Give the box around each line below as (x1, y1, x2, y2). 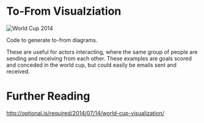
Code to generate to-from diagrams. (6, 36, 98, 43)
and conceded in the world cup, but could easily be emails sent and (6, 61, 177, 69)
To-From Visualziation (6, 4, 122, 18)
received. (6, 67, 31, 75)
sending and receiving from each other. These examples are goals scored (6, 54, 192, 62)
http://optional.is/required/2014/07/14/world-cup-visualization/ (6, 109, 165, 117)
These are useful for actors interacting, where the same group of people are (6, 48, 198, 56)
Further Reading (6, 89, 90, 103)
